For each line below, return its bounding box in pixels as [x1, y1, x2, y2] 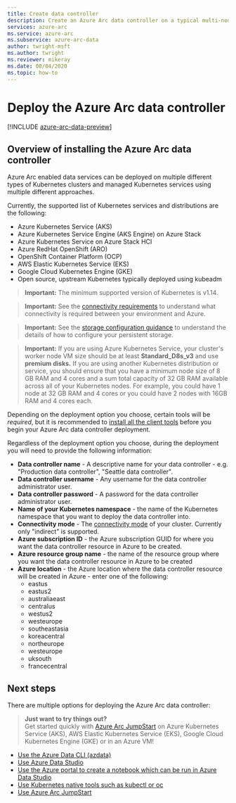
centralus [27, 602, 55, 611]
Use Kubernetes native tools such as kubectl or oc [17, 780, 164, 789]
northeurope [27, 640, 65, 648]
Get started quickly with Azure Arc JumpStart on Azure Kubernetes [24, 722, 219, 731]
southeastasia [27, 624, 69, 633]
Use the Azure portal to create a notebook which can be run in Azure [17, 766, 217, 774]
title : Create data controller [7, 10, 99, 18]
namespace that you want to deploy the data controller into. [17, 512, 191, 521]
